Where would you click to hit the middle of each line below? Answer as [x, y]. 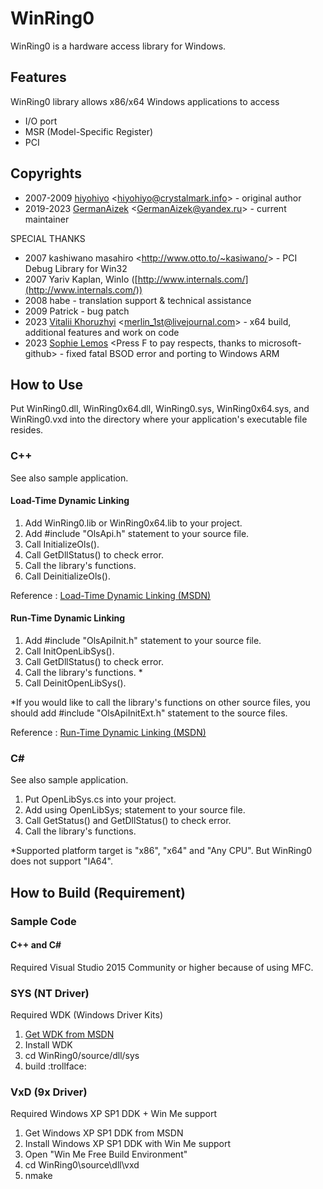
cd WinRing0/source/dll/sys [82, 1056]
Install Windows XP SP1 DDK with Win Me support [127, 1144]
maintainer [47, 219]
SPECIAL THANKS [48, 238]
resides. [27, 430]
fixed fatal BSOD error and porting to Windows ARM [173, 353]
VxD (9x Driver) [49, 1092]
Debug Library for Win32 [76, 268]
